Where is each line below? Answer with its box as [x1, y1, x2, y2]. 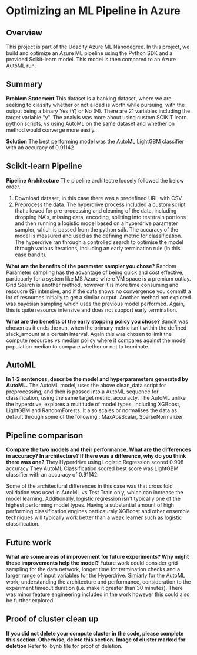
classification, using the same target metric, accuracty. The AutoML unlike [6, 395, 186, 402]
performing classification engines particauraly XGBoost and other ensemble [6, 508, 190, 515]
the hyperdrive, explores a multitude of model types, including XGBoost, [6, 400, 181, 408]
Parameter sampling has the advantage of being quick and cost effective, [6, 269, 184, 276]
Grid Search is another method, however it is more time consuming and [6, 281, 179, 288]
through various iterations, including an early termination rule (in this [14, 245, 181, 252]
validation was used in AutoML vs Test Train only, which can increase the [6, 489, 183, 496]
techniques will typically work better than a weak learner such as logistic [6, 514, 182, 521]
